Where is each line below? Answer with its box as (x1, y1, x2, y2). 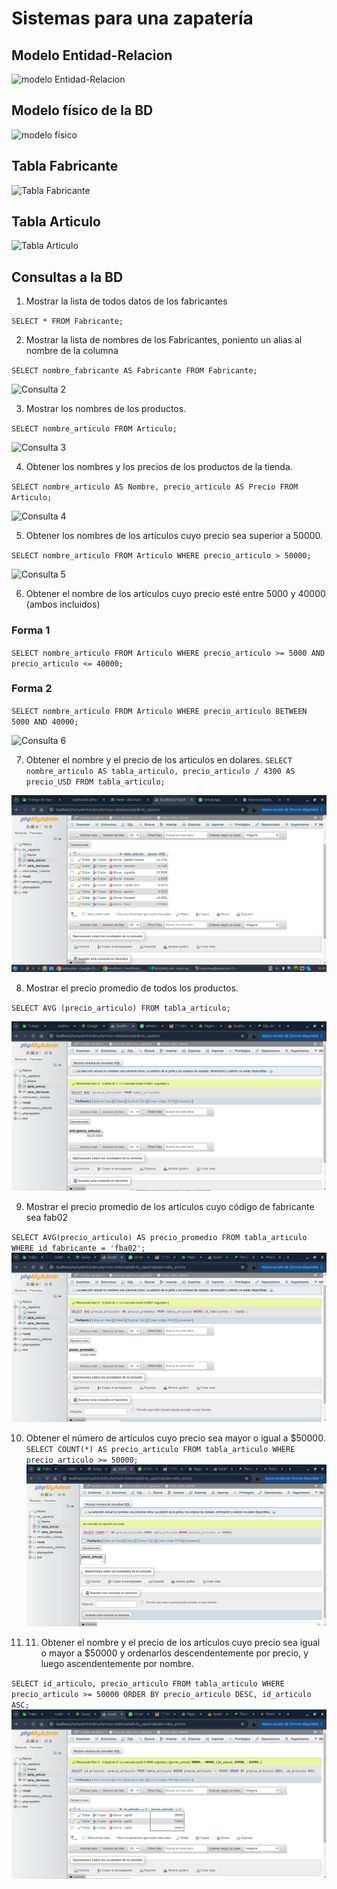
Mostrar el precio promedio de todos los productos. (25, 982, 239, 994)
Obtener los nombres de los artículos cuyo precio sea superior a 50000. (25, 530, 324, 542)
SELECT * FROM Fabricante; (11, 317, 124, 327)
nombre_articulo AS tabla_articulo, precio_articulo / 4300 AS (25, 766, 296, 776)
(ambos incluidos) (25, 598, 101, 611)
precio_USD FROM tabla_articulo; (25, 777, 166, 787)
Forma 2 (11, 682, 53, 696)
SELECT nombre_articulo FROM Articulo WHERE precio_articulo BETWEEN (11, 706, 308, 716)
